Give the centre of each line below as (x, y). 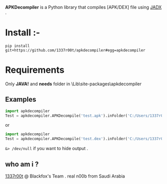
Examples (21, 99)
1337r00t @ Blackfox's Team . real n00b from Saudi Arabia (65, 176)
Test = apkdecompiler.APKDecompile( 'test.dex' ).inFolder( (66, 139)
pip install (17, 46)
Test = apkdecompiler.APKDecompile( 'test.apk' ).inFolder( (66, 116)
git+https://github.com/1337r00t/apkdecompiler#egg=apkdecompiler (75, 50)
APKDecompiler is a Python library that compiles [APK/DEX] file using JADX (83, 7)
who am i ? (22, 164)
